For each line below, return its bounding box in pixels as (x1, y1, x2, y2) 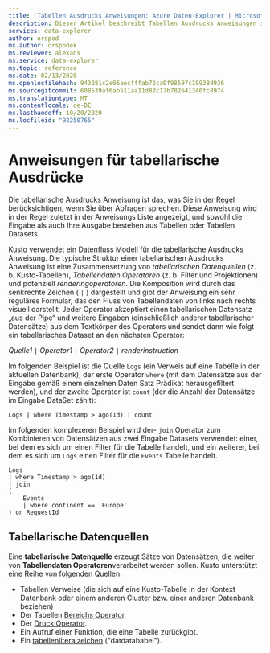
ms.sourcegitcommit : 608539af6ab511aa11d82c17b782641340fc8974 (8, 86, 225, 95)
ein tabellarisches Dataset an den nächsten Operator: (8, 330, 185, 339)
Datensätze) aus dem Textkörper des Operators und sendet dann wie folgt (8, 321, 255, 331)
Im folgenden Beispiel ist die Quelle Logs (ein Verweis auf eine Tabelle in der (8, 361, 260, 371)
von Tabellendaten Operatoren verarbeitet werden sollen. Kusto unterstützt (8, 560, 258, 569)
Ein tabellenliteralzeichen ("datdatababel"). (19, 635, 162, 645)
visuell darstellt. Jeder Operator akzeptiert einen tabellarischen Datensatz (8, 304, 253, 314)
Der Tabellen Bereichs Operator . (19, 610, 127, 619)
